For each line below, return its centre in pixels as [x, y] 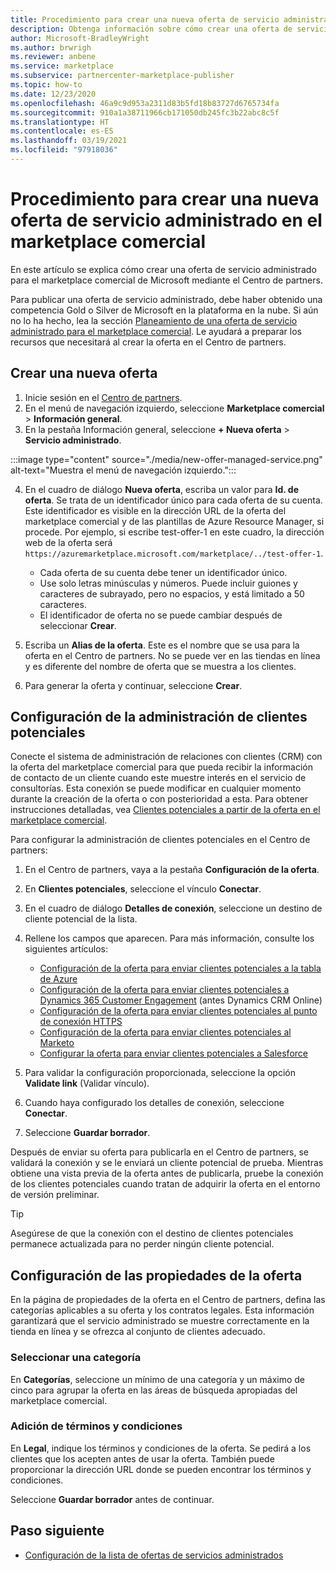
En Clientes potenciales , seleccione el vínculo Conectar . [143, 889]
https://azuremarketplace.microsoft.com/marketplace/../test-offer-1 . [174, 553]
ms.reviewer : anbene [53, 57]
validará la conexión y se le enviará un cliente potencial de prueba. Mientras [167, 1163]
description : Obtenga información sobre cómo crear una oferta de [151, 29]
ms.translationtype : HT [60, 122]
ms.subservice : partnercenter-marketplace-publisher [122, 76]
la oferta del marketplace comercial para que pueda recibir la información [162, 767]
